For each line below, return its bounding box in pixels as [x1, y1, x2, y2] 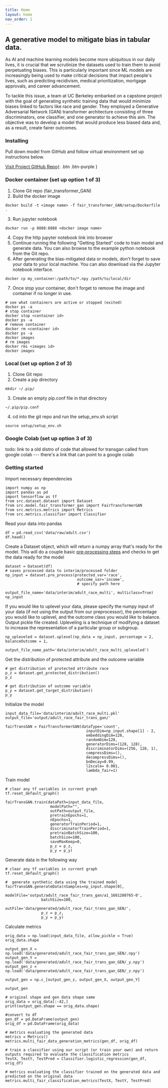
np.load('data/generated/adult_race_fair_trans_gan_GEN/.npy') [5, 950, 140, 956]
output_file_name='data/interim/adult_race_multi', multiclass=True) [5, 590, 154, 595]
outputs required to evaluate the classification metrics [5, 1052, 129, 1057]
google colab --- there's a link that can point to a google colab [5, 452, 134, 458]
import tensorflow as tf [5, 494, 57, 499]
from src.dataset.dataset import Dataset [5, 498, 93, 503]
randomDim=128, [86, 737, 118, 742]
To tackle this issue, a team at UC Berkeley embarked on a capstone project [5, 93, 162, 99]
